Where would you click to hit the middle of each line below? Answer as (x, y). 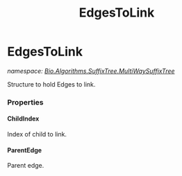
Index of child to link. (37, 134)
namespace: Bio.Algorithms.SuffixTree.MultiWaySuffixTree (91, 71)
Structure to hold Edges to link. (51, 84)
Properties (25, 102)
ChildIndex (23, 118)
